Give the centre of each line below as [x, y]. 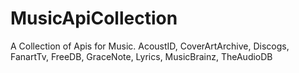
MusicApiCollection [94, 18]
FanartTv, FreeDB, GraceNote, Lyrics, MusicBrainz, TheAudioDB [141, 56]
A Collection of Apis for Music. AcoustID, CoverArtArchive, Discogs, [150, 46]
